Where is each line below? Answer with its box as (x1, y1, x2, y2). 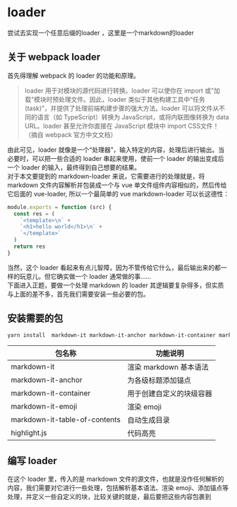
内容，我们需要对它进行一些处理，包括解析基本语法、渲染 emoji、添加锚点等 (7, 484, 229, 492)
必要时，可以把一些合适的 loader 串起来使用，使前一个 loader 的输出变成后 (7, 154, 224, 162)
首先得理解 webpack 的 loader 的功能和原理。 (7, 71, 140, 80)
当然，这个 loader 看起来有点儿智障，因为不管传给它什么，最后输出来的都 (7, 263, 221, 272)
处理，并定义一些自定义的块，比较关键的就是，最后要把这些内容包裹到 (7, 492, 212, 501)
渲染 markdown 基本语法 (127, 362, 209, 372)
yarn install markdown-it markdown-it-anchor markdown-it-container (7, 331, 217, 339)
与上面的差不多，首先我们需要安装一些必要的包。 (7, 290, 150, 298)
